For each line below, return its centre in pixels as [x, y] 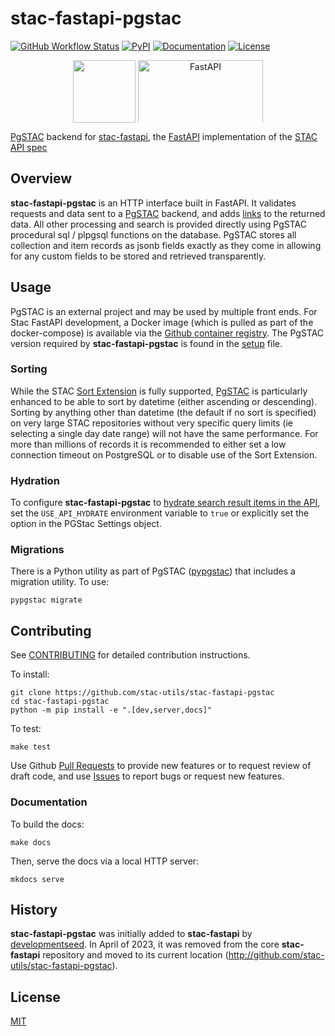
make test [31, 747]
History [34, 909]
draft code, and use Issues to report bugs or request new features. [147, 776]
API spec [29, 147]
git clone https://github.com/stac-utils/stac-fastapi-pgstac [142, 693]
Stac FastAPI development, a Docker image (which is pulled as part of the [162, 322]
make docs [31, 842]
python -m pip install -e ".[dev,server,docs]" [111, 710]
